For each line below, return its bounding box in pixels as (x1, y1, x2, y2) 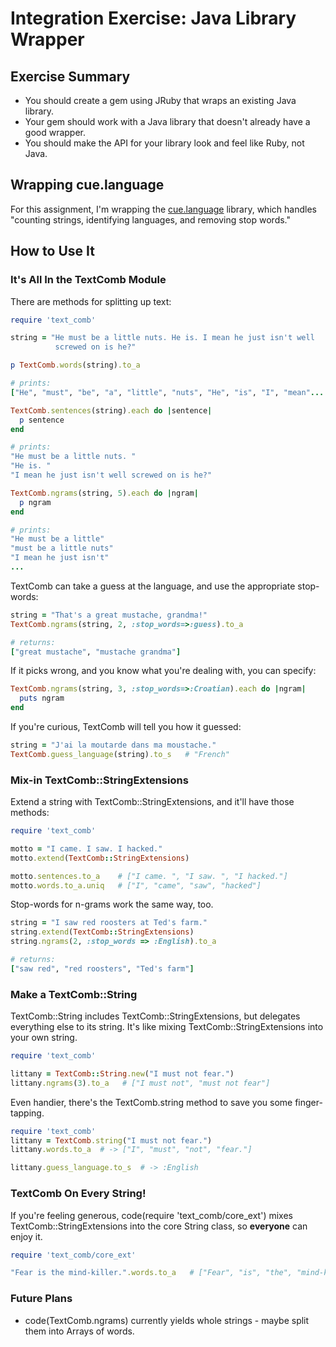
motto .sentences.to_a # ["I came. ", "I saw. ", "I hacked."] (10, 871, 288, 881)
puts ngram (19, 693, 65, 704)
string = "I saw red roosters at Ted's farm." (10, 918, 208, 928)
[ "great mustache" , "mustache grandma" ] (10, 647, 182, 657)
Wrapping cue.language (10, 177, 165, 194)
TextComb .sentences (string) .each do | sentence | (10, 405, 213, 416)
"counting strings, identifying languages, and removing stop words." (10, 213, 291, 226)
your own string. (10, 1032, 78, 1044)
